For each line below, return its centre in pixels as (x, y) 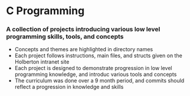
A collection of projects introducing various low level (83, 29)
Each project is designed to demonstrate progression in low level (93, 68)
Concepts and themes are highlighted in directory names (84, 49)
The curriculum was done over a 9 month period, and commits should (99, 81)
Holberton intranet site (42, 62)
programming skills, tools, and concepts (65, 37)
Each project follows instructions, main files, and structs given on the (99, 56)
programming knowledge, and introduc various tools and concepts (96, 74)
